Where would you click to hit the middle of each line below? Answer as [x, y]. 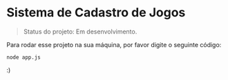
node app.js [23, 57]
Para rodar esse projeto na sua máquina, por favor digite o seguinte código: [114, 44]
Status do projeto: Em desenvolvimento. [80, 31]
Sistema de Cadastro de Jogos [96, 13]
